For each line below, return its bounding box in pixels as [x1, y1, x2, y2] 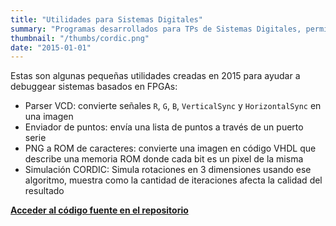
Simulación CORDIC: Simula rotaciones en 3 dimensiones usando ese [24, 164, 312, 176]
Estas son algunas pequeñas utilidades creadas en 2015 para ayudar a [10, 70, 301, 82]
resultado [24, 185, 65, 197]
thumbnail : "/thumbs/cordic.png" [10, 33, 150, 43]
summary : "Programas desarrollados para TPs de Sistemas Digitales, [10, 24, 302, 34]
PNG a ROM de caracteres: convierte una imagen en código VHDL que [24, 142, 317, 155]
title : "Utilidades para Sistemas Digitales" [10, 14, 203, 25]
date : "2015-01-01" [10, 42, 92, 53]
